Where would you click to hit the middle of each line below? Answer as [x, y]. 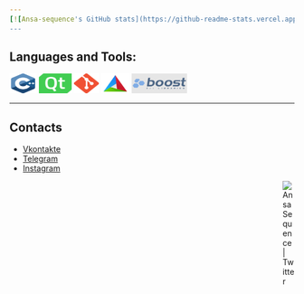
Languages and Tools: [73, 57]
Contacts [36, 127]
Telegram [40, 159]
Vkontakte [42, 149]
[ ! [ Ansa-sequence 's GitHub [60, 19]
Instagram [41, 168]
